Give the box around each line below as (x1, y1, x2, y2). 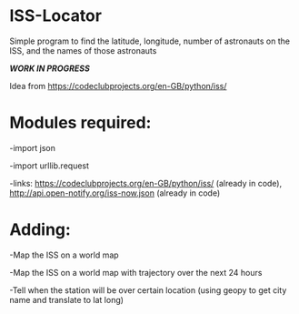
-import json (9, 142, 56, 153)
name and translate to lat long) (9, 294, 125, 305)
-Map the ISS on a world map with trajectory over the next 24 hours (9, 267, 263, 278)
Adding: (9, 219, 71, 240)
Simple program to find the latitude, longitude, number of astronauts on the (9, 35, 291, 46)
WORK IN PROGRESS (9, 63, 91, 74)
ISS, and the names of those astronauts (9, 45, 157, 56)
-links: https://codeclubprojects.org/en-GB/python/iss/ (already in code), (9, 177, 283, 188)
